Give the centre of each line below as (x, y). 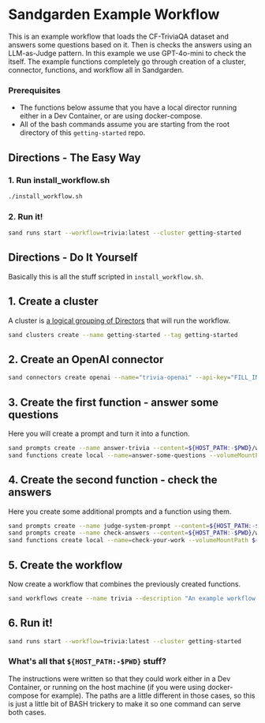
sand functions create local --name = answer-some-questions (107, 455)
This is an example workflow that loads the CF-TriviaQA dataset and (118, 36)
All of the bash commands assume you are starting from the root (125, 125)
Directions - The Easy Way (75, 157)
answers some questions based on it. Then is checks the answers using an (130, 44)
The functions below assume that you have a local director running (128, 107)
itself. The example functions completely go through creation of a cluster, (127, 62)
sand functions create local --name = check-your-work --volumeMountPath (128, 541)
